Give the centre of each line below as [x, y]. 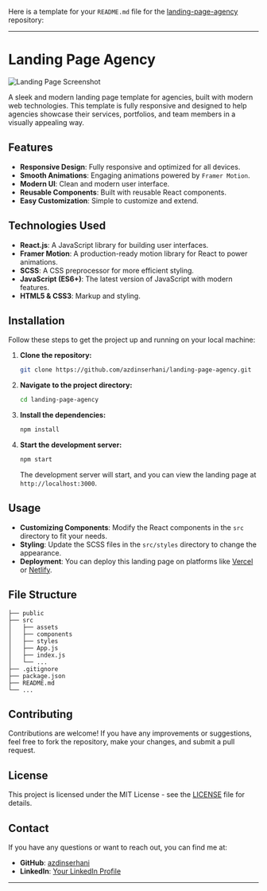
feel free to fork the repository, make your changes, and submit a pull [122, 742]
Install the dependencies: [62, 415]
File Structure [43, 595]
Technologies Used [57, 226]
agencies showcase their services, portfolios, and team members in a [122, 114]
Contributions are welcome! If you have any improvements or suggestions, [130, 733]
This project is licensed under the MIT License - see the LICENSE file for [126, 795]
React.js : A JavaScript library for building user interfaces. [114, 245]
